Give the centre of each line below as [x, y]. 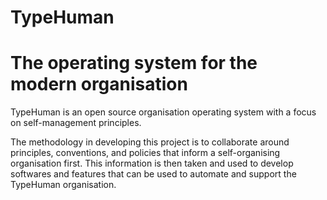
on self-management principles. [76, 123]
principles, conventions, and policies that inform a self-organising [145, 153]
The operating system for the [134, 63]
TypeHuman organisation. [63, 185]
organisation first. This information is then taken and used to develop [152, 163]
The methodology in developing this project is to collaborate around [150, 142]
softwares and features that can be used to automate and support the [153, 174]
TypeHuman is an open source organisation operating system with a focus [163, 112]
